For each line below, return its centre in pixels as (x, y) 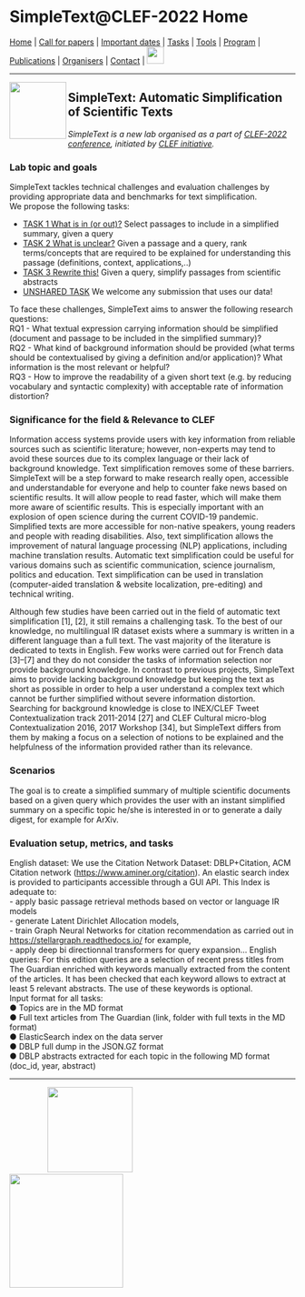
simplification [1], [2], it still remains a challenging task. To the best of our (146, 621)
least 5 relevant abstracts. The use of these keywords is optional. (131, 988)
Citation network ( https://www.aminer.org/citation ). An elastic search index (149, 872)
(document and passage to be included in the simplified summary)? (135, 338)
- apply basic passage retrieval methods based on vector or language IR (144, 901)
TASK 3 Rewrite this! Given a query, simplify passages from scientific (152, 272)
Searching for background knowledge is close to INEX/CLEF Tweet (134, 709)
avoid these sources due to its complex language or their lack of (129, 459)
